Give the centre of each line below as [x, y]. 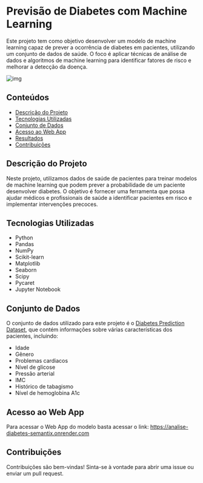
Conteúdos [28, 98]
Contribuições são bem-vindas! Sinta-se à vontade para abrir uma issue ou [100, 467]
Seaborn [26, 270]
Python [24, 238]
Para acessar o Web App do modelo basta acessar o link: [78, 427]
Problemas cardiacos [42, 361]
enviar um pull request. [35, 473]
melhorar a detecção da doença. [47, 67]
